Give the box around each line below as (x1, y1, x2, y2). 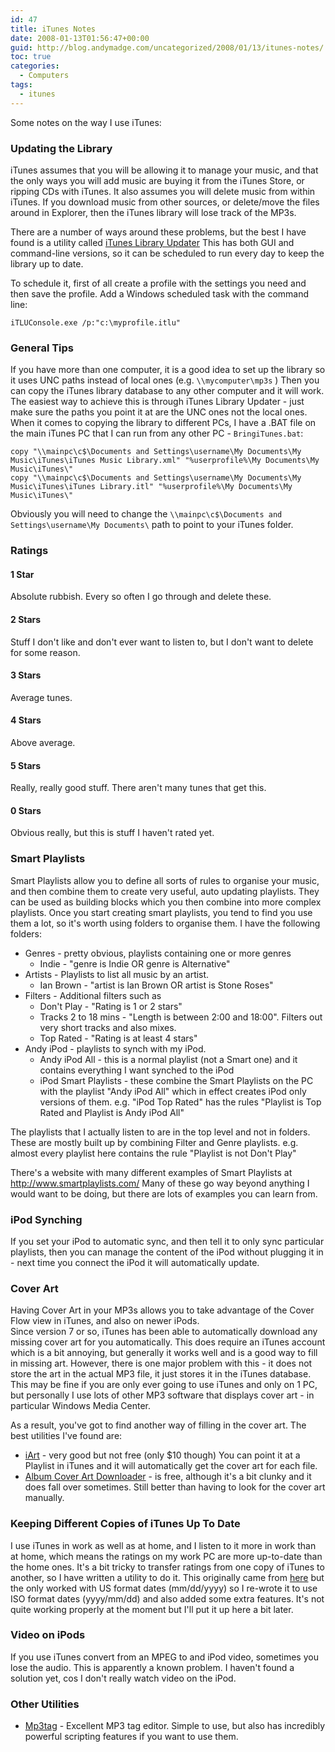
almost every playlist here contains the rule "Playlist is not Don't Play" (10, 1147, 297, 1159)
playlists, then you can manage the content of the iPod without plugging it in (10, 1246, 324, 1258)
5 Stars (10, 759, 42, 771)
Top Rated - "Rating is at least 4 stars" (39, 1032, 198, 1044)
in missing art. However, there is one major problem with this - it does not (10, 1357, 313, 1370)
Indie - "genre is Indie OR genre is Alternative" (39, 957, 231, 970)
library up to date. (10, 257, 84, 270)
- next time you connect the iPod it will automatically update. (10, 1256, 260, 1268)
